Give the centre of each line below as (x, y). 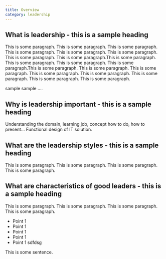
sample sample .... (24, 89)
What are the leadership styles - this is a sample (82, 145)
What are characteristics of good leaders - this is (83, 186)
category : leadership (28, 15)
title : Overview (22, 10)
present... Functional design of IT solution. (49, 129)
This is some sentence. (29, 252)
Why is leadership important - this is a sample (78, 104)
